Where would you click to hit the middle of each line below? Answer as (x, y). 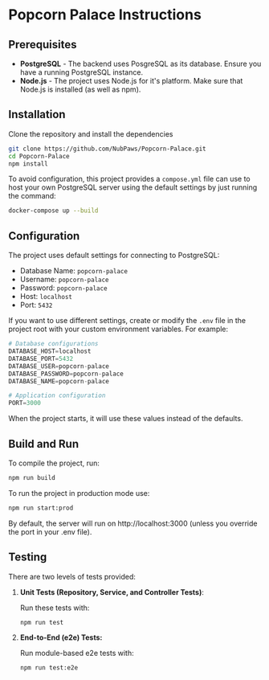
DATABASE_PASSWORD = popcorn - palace (66, 374)
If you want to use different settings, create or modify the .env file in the (127, 321)
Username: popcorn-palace (65, 280)
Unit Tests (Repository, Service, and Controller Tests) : (112, 592)
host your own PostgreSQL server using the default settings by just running (133, 187)
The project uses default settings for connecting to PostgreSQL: (114, 256)
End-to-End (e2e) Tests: (61, 637)
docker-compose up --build (53, 211)
